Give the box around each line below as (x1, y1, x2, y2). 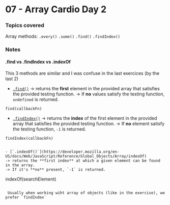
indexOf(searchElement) (5, 176, 56, 182)
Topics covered (5, 22, 45, 29)
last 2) (5, 75, 19, 82)
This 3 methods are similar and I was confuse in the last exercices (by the (5, 70, 159, 76)
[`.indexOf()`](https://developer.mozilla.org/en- (10, 149, 120, 154)
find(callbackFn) (5, 106, 42, 111)
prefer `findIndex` (5, 195, 47, 200)
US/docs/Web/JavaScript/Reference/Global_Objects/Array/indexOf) (5, 153, 147, 159)
